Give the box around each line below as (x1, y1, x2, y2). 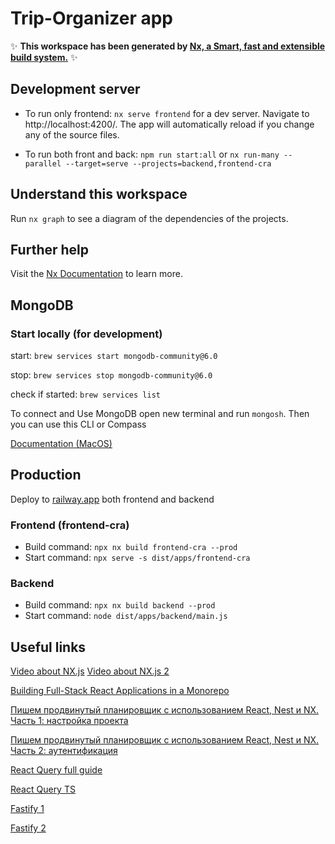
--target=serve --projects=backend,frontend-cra (65, 158, 272, 169)
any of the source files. (24, 128, 120, 141)
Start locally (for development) (10, 327, 163, 341)
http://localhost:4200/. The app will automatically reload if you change (24, 118, 315, 130)
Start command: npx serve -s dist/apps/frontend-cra (24, 552, 251, 564)
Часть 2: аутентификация (10, 745, 118, 757)
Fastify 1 (10, 803, 45, 815)
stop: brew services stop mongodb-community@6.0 (10, 369, 213, 381)
